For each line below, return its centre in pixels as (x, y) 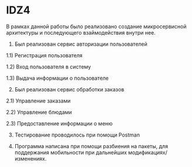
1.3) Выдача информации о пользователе (58, 78)
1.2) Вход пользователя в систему (49, 67)
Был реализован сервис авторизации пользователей (81, 44)
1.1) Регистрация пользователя (44, 55)
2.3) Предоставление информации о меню (59, 123)
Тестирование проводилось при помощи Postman (77, 135)
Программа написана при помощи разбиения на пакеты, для (91, 146)
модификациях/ (148, 152)
